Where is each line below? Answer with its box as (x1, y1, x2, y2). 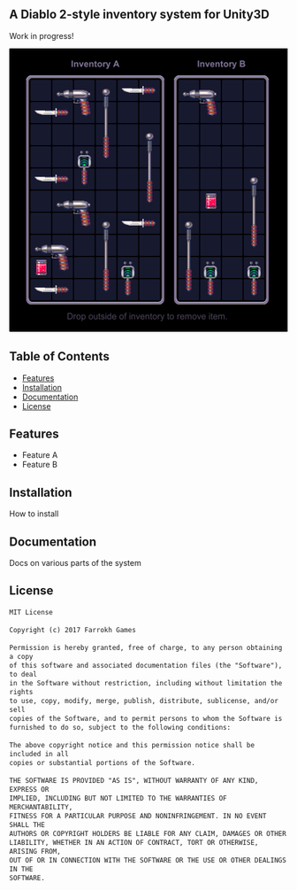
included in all (9, 749, 69, 758)
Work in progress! (9, 30, 74, 41)
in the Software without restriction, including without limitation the (9, 678, 283, 687)
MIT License (9, 608, 53, 616)
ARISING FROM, (9, 847, 62, 855)
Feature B (21, 460, 57, 470)
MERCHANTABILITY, (9, 802, 73, 811)
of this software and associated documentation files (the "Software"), (9, 661, 283, 669)
